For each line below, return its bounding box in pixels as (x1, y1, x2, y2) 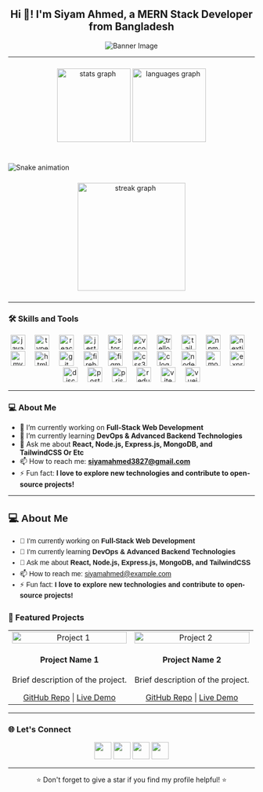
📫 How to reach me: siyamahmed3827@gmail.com (19, 457, 190, 466)
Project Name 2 (162, 654, 222, 665)
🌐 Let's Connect (8, 724, 72, 735)
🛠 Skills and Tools (8, 313, 79, 324)
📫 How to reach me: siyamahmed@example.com (19, 569, 172, 578)
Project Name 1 (40, 654, 99, 665)
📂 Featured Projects (8, 611, 85, 622)
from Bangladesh (88, 20, 175, 34)
